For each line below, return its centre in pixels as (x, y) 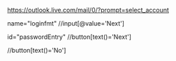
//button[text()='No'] (37, 50)
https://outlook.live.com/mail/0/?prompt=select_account (88, 10)
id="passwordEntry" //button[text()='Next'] (69, 37)
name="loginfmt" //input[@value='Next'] (66, 23)
